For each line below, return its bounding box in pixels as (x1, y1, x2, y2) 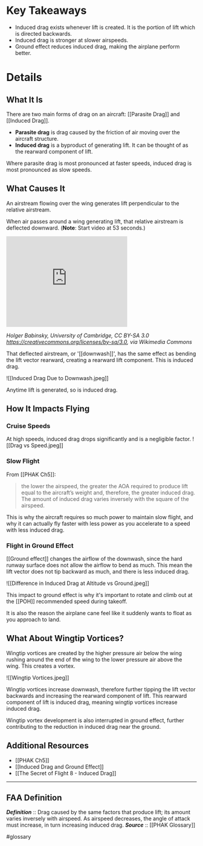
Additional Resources (6, 741, 89, 751)
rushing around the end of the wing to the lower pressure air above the (6, 656, 182, 663)
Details (6, 71, 42, 85)
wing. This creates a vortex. (6, 662, 76, 670)
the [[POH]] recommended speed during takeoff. (6, 598, 127, 605)
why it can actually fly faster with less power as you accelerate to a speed (6, 520, 190, 527)
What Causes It (6, 184, 65, 194)
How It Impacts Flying (6, 404, 90, 414)
